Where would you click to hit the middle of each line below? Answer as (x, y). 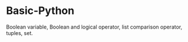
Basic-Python (40, 11)
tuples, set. (20, 33)
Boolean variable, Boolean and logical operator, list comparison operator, (94, 27)
